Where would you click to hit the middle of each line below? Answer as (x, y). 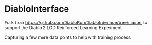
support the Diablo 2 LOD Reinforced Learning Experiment (63, 27)
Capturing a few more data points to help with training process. (68, 37)
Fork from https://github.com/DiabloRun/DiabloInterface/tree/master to (76, 22)
